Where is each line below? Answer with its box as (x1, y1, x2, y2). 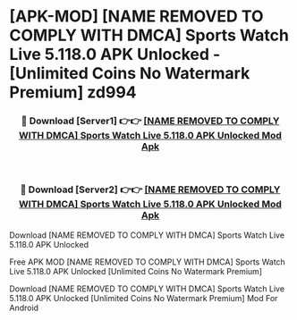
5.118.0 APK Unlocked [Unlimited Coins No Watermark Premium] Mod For (9, 292, 278, 303)
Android (9, 302, 38, 313)
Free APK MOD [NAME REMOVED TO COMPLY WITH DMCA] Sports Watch (9, 257, 286, 267)
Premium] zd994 (9, 82, 137, 103)
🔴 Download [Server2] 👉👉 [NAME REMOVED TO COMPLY (20, 183, 281, 196)
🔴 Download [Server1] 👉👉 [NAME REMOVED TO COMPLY (21, 114, 280, 127)
